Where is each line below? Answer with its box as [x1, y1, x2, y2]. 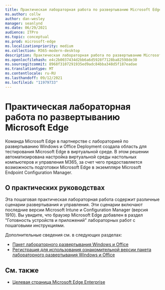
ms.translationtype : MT [5, 67, 54, 72]
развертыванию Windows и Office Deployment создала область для [5, 143, 147, 149]
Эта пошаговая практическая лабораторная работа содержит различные [5, 196, 160, 202]
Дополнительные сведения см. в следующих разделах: [5, 232, 122, 238]
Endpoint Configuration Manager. [5, 169, 73, 175]
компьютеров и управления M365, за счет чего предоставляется [5, 159, 142, 165]
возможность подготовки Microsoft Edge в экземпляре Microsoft [5, 164, 141, 170]
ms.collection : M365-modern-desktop [5, 48, 80, 53]
